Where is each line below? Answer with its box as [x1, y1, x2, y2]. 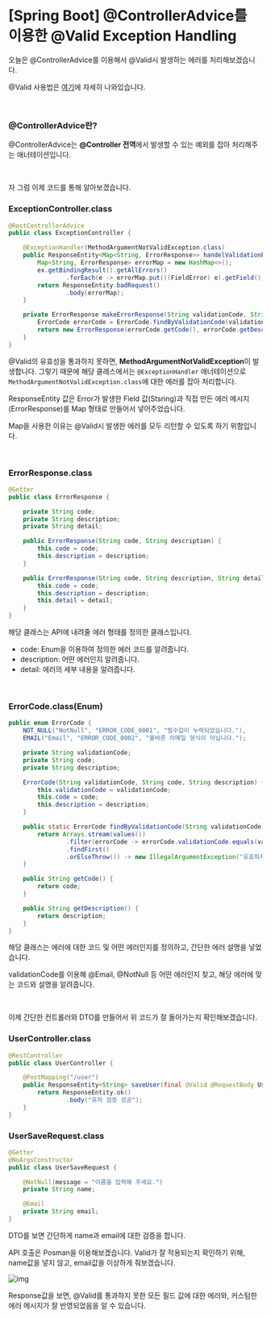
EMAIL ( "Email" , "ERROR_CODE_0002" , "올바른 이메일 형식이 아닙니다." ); [23, 734, 247, 742]
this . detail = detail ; [37, 597, 114, 605]
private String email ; [23, 1207, 99, 1216]
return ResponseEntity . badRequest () [37, 281, 161, 290]
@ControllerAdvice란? [8, 119, 98, 131]
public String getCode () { [23, 875, 114, 883]
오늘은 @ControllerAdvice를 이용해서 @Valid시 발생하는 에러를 [8, 55, 208, 65]
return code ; [37, 882, 81, 890]
